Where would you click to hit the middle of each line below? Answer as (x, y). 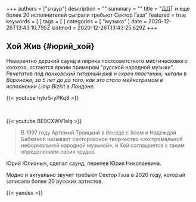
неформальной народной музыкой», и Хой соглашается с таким (102, 145)
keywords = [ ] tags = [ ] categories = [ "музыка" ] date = (77, 21)
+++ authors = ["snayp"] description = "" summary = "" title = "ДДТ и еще (98, 9)
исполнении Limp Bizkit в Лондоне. (51, 86)
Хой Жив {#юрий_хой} (51, 46)
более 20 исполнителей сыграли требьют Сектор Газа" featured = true (96, 15)
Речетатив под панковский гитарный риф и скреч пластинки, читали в (97, 74)
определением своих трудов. (58, 151)
